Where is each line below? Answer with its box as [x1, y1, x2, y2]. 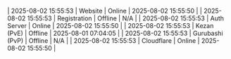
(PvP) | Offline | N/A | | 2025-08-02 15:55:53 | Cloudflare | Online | [7, 37, 200, 45]
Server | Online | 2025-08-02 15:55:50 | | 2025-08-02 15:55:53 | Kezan [7, 22, 214, 29]
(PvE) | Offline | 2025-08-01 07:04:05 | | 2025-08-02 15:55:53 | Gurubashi [7, 29, 223, 37]
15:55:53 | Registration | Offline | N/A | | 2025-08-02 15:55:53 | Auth [27, 14, 224, 22]
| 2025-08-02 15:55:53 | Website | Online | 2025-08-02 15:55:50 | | [7, 7, 202, 15]
